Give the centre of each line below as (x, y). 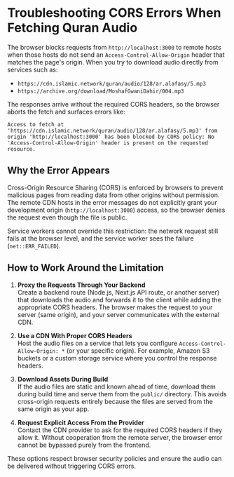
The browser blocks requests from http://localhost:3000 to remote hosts (115, 47)
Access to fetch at (36, 124)
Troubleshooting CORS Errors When (114, 13)
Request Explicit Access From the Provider (81, 422)
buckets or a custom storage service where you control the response (117, 358)
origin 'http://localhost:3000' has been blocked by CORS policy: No (111, 137)
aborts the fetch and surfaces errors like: (66, 112)
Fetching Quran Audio (73, 28)
